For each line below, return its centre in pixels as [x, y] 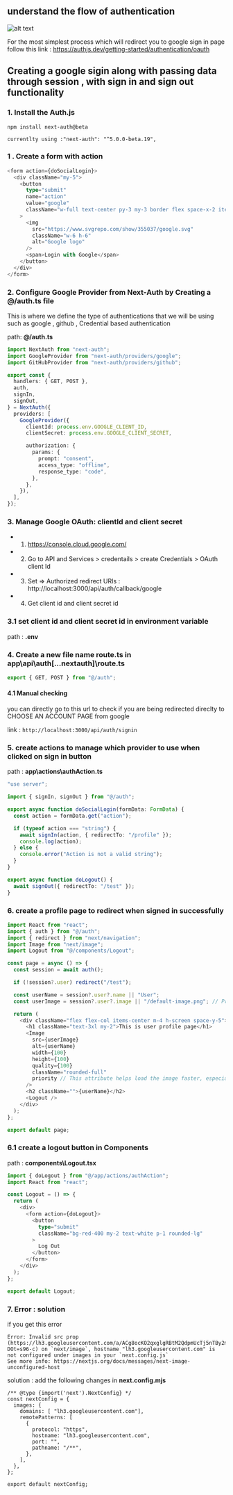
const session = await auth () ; [59, 970]
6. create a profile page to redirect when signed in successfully [115, 910]
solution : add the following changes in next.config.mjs [87, 1380]
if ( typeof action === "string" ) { [65, 828]
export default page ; [38, 1130]
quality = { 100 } [52, 1066]
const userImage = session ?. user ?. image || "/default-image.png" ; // [116, 1001]
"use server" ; [28, 784]
